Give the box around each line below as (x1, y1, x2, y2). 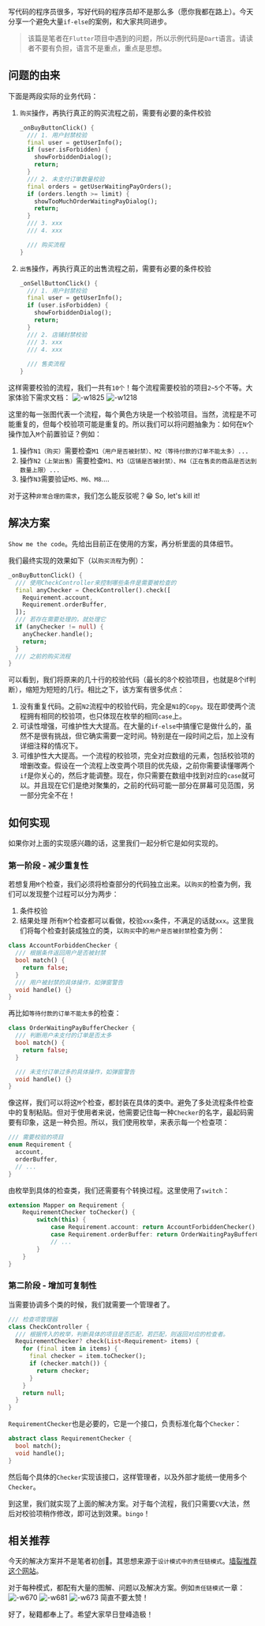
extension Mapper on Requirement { (8, 1201, 125, 1209)
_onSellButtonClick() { (19, 279, 99, 287)
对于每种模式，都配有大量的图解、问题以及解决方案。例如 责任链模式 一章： (8, 1583, 245, 1593)
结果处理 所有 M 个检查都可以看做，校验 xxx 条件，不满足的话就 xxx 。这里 (19, 916, 247, 926)
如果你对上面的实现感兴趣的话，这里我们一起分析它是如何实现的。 (8, 839, 222, 848)
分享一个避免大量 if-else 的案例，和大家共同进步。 (8, 17, 172, 26)
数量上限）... (19, 466, 61, 474)
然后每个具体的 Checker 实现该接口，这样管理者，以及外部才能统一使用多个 (8, 1472, 248, 1481)
